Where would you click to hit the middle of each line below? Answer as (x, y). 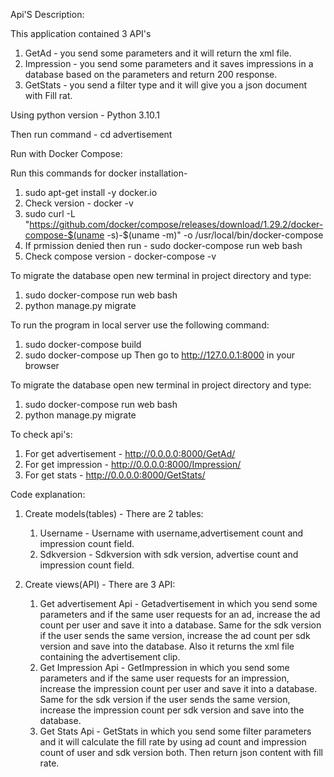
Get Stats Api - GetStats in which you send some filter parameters (175, 731)
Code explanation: (48, 494)
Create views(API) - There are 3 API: (100, 584)
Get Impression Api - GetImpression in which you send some (164, 667)
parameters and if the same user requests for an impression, (164, 678)
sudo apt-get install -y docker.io (91, 192)
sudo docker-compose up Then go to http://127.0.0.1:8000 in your (159, 355)
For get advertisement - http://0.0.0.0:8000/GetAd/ (130, 453)
